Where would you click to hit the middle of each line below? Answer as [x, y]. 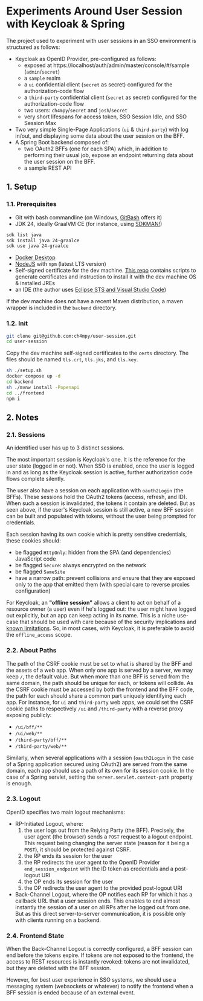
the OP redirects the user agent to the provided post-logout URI [103, 888]
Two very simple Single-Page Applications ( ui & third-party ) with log [102, 129]
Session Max [40, 123]
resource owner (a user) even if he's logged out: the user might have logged [101, 609]
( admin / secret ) [42, 71]
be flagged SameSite [40, 571]
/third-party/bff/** [41, 740]
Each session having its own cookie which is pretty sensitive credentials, [97, 534]
